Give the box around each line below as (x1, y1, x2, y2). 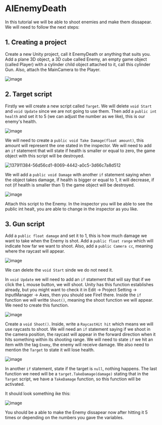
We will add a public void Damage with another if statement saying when (5, 171, 151, 177)
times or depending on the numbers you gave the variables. (5, 415, 124, 421)
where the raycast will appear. (5, 248, 65, 254)
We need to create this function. (5, 302, 69, 308)
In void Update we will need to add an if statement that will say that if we (5, 276, 151, 282)
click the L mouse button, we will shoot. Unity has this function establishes (5, 282, 154, 288)
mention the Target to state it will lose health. (5, 347, 95, 353)
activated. (5, 381, 25, 387)
